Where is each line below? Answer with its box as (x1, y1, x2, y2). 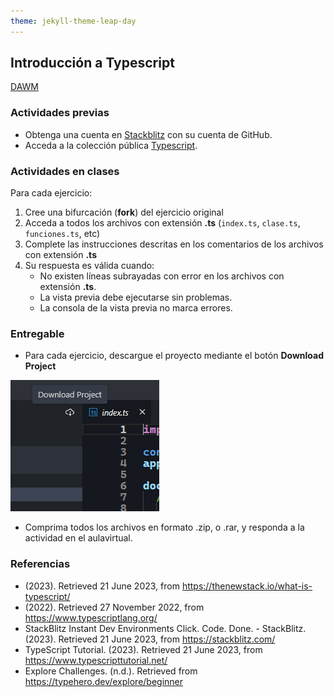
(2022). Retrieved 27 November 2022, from (24, 601, 205, 613)
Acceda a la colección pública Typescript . (24, 139, 198, 151)
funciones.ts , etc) (24, 228, 101, 240)
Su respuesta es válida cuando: (24, 260, 155, 272)
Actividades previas (10, 106, 110, 120)
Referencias (10, 557, 71, 571)
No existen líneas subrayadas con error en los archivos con (39, 270, 285, 282)
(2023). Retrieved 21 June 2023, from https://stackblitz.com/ (24, 633, 276, 645)
